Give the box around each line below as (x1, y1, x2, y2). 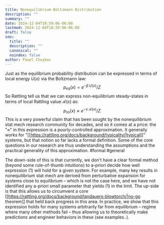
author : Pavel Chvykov (5, 57, 51, 62)
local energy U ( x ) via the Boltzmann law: (5, 76, 87, 82)
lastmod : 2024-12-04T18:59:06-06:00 (5, 25, 80, 30)
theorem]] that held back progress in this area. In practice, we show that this (5, 199, 159, 204)
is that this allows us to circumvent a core (5, 188, 89, 194)
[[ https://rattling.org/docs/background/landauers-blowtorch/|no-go (5, 194, 141, 200)
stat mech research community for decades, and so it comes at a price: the (5, 122, 156, 128)
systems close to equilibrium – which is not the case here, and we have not (5, 178, 156, 184)
